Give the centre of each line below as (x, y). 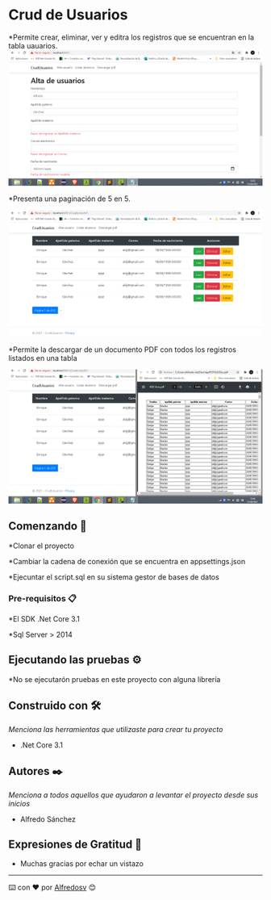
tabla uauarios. (33, 45)
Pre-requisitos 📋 (42, 598)
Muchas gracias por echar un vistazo (81, 864)
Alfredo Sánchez (48, 819)
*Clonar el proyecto (42, 546)
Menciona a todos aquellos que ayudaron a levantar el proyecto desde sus (133, 795)
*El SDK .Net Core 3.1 (44, 619)
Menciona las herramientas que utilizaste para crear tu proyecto (116, 729)
